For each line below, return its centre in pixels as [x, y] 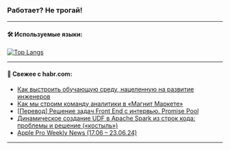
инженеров [34, 96]
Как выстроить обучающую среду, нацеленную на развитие [105, 89]
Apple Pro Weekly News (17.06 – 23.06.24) [77, 132]
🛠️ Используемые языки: [45, 34]
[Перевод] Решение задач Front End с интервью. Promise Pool [108, 110]
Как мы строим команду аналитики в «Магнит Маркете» [100, 104]
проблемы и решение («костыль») [67, 125]
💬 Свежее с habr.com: [40, 74]
